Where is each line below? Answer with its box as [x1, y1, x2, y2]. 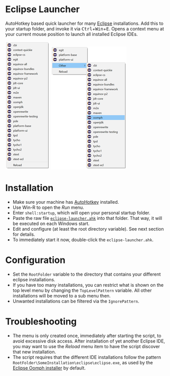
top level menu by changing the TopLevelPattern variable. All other [12, 287, 152, 293]
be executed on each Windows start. [12, 220, 90, 227]
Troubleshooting [5, 316, 77, 327]
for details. [12, 231, 36, 237]
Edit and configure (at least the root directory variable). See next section [12, 225, 164, 232]
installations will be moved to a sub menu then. [12, 292, 111, 298]
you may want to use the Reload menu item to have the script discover [12, 343, 160, 349]
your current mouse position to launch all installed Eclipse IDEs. [5, 31, 138, 37]
